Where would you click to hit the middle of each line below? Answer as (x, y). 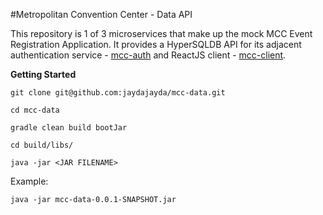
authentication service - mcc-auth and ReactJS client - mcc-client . (148, 55)
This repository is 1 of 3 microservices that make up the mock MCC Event (161, 33)
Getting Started (43, 74)
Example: (29, 181)
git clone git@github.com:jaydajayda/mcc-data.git (118, 93)
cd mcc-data (35, 110)
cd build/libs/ (42, 145)
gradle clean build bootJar (69, 128)
